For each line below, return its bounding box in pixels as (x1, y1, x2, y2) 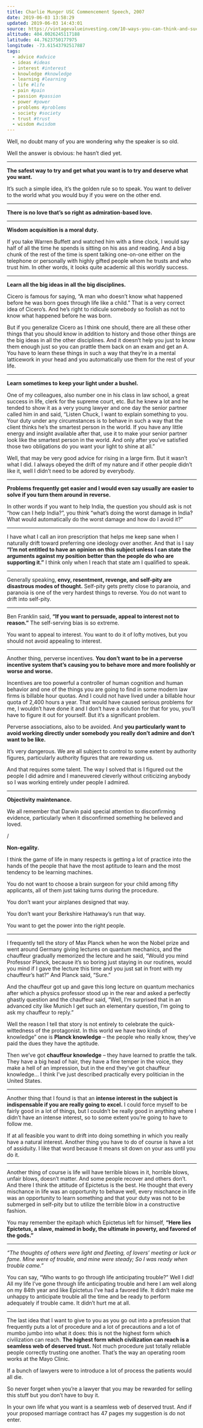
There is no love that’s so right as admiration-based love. (7, 209, 152, 216)
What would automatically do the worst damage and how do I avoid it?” (7, 516, 183, 523)
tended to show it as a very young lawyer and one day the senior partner (7, 404, 187, 412)
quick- (159, 1021, 175, 1028)
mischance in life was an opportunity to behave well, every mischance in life (7, 1188, 196, 1195)
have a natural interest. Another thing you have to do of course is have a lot (7, 1138, 193, 1146)
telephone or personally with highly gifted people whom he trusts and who (7, 258, 192, 265)
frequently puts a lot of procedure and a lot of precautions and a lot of (7, 1323, 181, 1331)
